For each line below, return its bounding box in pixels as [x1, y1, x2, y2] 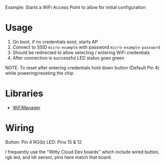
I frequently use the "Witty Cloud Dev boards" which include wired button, [5, 149, 160, 155]
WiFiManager [12, 104, 41, 110]
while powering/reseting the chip [5, 70, 74, 76]
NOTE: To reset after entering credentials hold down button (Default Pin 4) [5, 64, 160, 70]
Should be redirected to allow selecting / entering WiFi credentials [12, 49, 150, 55]
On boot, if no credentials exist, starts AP [12, 38, 98, 45]
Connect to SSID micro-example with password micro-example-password [12, 44, 160, 50]
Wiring [5, 122, 34, 134]
